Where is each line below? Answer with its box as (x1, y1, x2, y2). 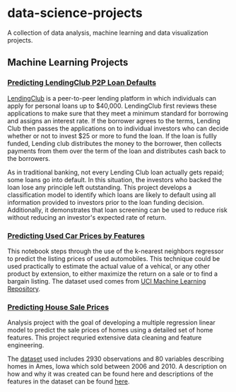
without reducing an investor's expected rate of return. (7, 213, 167, 221)
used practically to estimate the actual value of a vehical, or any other (7, 262, 211, 270)
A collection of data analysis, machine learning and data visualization (7, 28, 208, 37)
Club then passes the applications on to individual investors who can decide (7, 124, 229, 133)
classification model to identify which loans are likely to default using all (7, 190, 216, 199)
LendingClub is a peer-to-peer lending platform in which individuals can (7, 94, 217, 102)
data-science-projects (7, 5, 143, 21)
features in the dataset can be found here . (7, 377, 130, 386)
